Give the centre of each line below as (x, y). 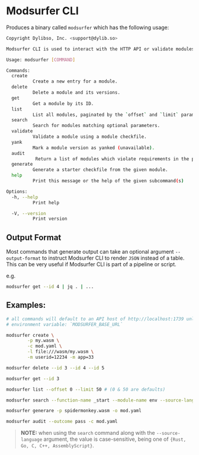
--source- (168, 434)
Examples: (26, 305)
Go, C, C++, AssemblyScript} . (57, 445)
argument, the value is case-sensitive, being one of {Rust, (115, 439)
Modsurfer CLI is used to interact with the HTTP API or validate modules (100, 49)
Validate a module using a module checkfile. (89, 137)
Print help (46, 203)
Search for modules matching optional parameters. (96, 126)
